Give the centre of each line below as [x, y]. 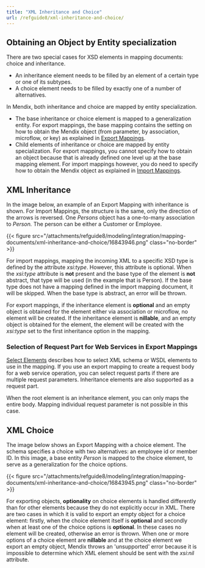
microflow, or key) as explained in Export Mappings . [80, 138]
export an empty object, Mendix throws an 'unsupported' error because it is [102, 547]
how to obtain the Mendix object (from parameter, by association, [97, 131]
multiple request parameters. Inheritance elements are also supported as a [100, 380]
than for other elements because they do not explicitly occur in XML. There [101, 507]
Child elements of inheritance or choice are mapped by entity [92, 145]
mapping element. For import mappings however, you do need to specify [106, 164]
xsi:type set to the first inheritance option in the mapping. [78, 331]
